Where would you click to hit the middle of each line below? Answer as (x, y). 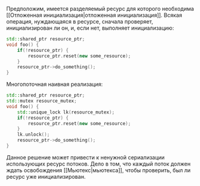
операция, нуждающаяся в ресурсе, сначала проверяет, (80, 21)
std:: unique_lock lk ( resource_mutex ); (66, 112)
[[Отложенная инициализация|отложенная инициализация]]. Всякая (94, 15)
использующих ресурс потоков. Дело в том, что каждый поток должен (98, 164)
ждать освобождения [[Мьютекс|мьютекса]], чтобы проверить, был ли (98, 170)
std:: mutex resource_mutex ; (42, 101)
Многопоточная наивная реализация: (54, 85)
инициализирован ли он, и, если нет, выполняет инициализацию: (90, 28)
